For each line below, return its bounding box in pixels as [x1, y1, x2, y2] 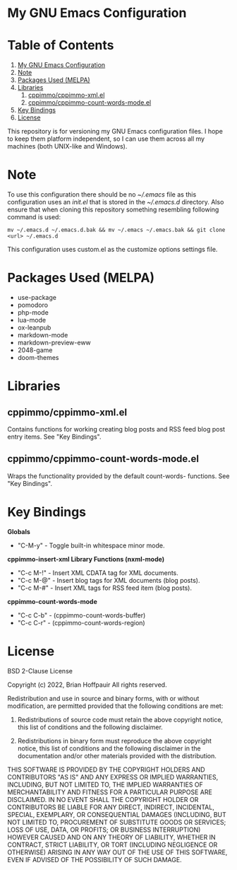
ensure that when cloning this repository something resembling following [7, 205, 219, 214]
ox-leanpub [17, 323, 51, 332]
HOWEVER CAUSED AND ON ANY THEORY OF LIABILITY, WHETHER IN [7, 833, 217, 841]
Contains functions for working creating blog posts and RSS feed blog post [7, 425, 226, 433]
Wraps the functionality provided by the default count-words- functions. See [7, 472, 230, 480]
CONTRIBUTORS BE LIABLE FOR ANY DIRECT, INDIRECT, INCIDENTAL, [7, 803, 215, 811]
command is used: [7, 213, 61, 221]
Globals [7, 527, 30, 535]
